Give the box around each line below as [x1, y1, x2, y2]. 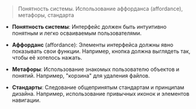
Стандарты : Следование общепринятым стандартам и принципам [11, 84, 185, 91]
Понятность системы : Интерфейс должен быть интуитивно [11, 23, 167, 30]
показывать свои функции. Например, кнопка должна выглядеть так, [11, 48, 191, 55]
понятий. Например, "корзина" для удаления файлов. [11, 72, 150, 79]
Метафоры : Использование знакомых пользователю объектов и [11, 66, 180, 73]
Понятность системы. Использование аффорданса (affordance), [17, 5, 183, 12]
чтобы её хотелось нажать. [11, 54, 82, 61]
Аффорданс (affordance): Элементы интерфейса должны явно [11, 42, 174, 48]
